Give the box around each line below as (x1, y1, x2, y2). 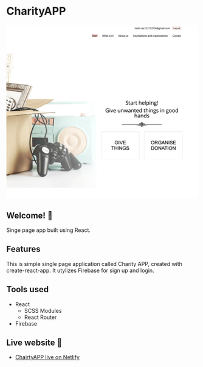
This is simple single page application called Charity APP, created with (6, 260, 182, 267)
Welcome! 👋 (6, 210, 53, 220)
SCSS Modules (24, 307, 62, 314)
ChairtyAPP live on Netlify (15, 354, 80, 361)
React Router (24, 313, 57, 321)
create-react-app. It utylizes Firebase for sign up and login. (6, 267, 154, 274)
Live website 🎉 (6, 338, 63, 348)
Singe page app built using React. (6, 226, 91, 234)
